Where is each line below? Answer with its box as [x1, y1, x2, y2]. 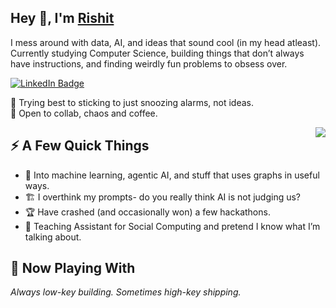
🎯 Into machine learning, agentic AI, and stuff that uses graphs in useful [24, 169, 320, 181]
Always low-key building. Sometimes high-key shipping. [10, 286, 242, 298]
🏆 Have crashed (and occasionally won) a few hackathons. [24, 206, 271, 218]
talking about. [24, 231, 82, 243]
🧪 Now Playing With [10, 260, 136, 277]
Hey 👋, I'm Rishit [10, 10, 115, 27]
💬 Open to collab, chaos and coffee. [10, 107, 158, 119]
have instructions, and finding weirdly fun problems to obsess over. [10, 57, 288, 70]
